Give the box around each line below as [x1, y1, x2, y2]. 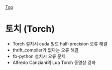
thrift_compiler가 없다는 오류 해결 [12, 47, 79, 53]
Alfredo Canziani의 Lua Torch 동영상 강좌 [12, 59, 96, 65]
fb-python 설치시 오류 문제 [12, 53, 66, 59]
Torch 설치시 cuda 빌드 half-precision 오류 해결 [12, 40, 108, 46]
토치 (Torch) [5, 23, 55, 34]
